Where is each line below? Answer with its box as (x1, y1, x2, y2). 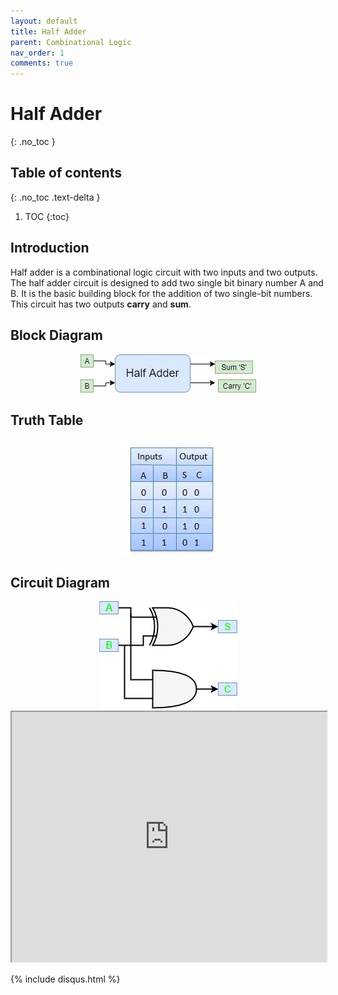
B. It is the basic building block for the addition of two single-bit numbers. (10, 287, 313, 299)
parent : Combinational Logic (10, 37, 132, 47)
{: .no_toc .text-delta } (10, 191, 101, 203)
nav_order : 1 (10, 48, 65, 58)
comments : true (10, 58, 74, 69)
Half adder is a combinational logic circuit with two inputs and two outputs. (10, 266, 318, 278)
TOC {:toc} (24, 210, 70, 222)
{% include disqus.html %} (10, 973, 121, 985)
